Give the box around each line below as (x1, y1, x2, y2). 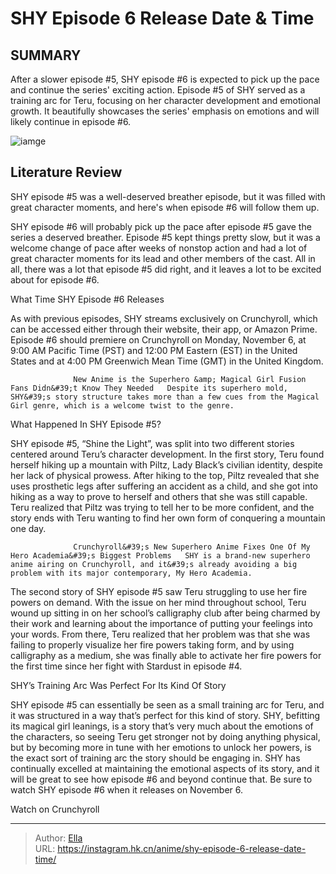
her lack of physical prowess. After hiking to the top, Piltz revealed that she (10, 469, 320, 481)
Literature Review (10, 164, 123, 181)
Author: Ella (34, 832, 83, 844)
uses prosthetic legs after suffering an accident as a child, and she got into (10, 480, 318, 492)
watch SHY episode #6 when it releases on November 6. (10, 783, 243, 796)
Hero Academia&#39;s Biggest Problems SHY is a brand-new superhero (10, 550, 311, 561)
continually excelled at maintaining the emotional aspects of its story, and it (10, 762, 320, 774)
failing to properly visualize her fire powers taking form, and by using (10, 638, 295, 651)
